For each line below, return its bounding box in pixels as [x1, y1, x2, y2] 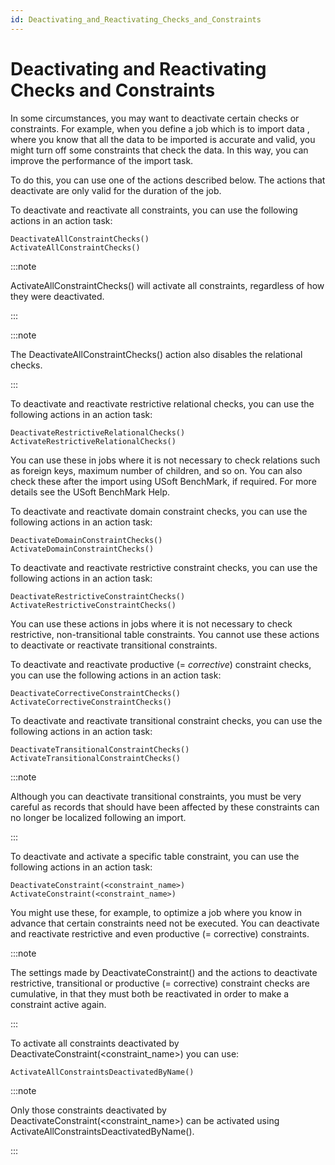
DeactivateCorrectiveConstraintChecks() [10, 688, 182, 698]
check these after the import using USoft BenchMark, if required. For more [10, 475, 317, 487]
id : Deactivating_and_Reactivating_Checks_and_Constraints [10, 14, 262, 25]
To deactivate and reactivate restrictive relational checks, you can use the [10, 397, 315, 410]
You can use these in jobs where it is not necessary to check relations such [10, 454, 321, 466]
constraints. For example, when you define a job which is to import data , [10, 122, 310, 135]
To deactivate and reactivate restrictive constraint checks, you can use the [10, 561, 318, 573]
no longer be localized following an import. [10, 811, 187, 823]
